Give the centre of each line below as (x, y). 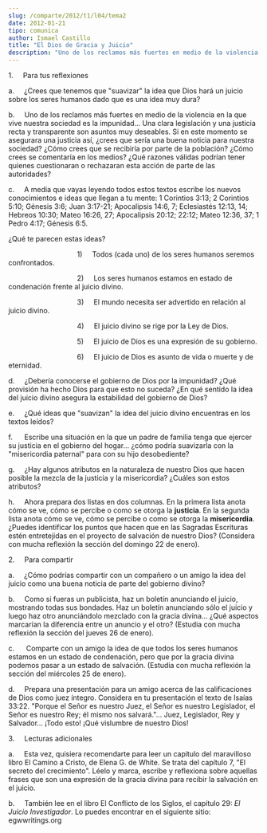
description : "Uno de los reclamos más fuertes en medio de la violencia (133, 53)
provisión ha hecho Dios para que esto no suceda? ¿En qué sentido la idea (131, 389)
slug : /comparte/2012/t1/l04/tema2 (67, 16)
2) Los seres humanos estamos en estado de (155, 278)
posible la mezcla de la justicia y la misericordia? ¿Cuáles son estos (119, 478)
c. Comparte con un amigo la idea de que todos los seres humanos (123, 648)
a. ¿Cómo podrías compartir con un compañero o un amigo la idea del (127, 575)
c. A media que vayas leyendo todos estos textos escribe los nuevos (125, 189)
